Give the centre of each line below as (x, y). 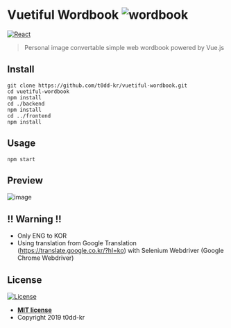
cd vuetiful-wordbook (38, 91)
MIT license (34, 310)
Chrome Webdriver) (45, 258)
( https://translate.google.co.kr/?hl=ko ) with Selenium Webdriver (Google (120, 251)
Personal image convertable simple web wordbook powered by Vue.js (124, 47)
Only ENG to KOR (42, 236)
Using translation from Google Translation (77, 243)
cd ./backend (26, 104)
